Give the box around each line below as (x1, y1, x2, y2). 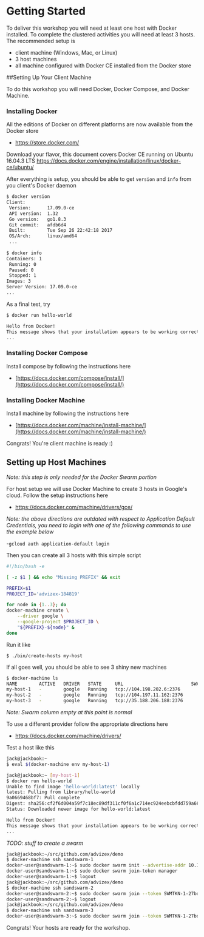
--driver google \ (17, 613, 64, 620)
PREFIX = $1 (6, 585, 32, 591)
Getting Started (6, 4, 86, 18)
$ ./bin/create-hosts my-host (6, 652, 83, 659)
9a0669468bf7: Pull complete (6, 795, 80, 801)
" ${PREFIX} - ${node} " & (17, 624, 75, 631)
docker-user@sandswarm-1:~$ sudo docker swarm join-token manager (6, 868, 178, 874)
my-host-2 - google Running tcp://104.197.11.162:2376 (6, 692, 183, 699)
